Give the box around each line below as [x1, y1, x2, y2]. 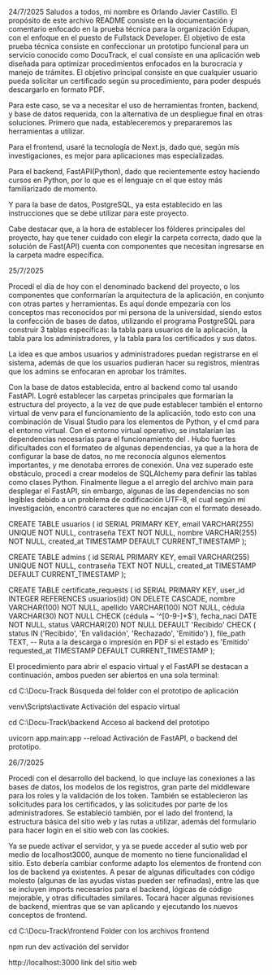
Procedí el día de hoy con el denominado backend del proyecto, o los [8, 282, 240, 291]
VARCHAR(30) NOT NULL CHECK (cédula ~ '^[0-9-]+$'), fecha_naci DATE [8, 611, 257, 621]
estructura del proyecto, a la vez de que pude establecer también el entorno [8, 400, 263, 409]
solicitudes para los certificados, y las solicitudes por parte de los [8, 799, 229, 809]
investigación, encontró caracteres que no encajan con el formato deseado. [8, 504, 262, 513]
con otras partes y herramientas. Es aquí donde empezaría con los [8, 299, 231, 308]
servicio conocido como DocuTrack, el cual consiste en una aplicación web [8, 50, 261, 59]
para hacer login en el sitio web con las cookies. [8, 825, 170, 835]
